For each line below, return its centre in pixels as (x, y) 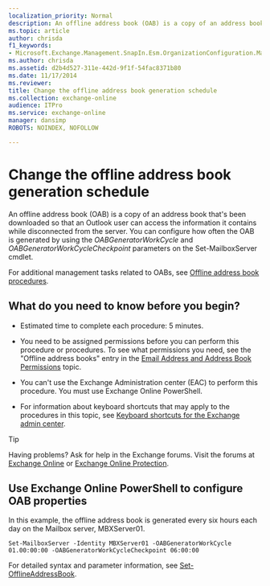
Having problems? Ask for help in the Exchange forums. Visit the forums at (132, 454)
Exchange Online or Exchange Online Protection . (89, 463)
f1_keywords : (30, 46)
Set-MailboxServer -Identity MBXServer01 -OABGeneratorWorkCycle (120, 543)
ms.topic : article (39, 31)
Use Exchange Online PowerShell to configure (126, 488)
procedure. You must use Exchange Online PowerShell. (111, 391)
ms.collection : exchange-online (62, 98)
